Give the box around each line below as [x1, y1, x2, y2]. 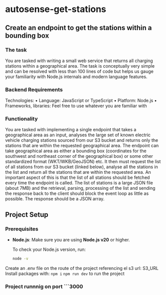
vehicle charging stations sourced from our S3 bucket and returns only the [5, 137, 159, 143]
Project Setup [5, 210, 49, 219]
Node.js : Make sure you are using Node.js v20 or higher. [12, 237, 130, 243]
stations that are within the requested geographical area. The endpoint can [5, 143, 159, 149]
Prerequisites [5, 225, 38, 232]
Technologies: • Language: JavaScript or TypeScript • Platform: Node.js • [5, 98, 157, 104]
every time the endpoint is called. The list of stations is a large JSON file [5, 180, 153, 186]
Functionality [5, 115, 38, 122]
